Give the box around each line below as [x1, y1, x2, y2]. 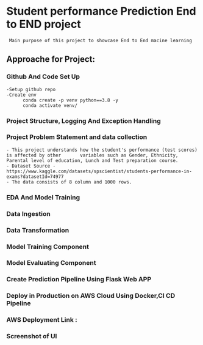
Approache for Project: [6, 54, 96, 65]
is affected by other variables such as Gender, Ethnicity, [6, 152, 179, 158]
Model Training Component [6, 242, 90, 251]
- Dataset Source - [6, 163, 56, 169]
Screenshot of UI [6, 332, 57, 341]
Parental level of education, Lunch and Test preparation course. [6, 157, 179, 163]
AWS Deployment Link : [6, 316, 77, 324]
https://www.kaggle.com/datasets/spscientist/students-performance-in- [6, 168, 192, 174]
